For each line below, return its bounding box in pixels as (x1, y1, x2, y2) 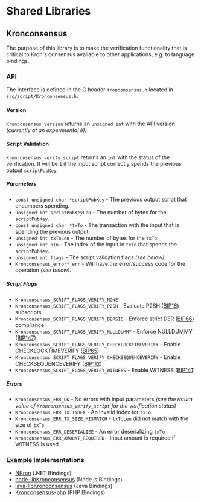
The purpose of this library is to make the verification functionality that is (6, 44, 187, 51)
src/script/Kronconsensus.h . (6, 93, 78, 100)
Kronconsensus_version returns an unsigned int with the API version (6, 120, 175, 127)
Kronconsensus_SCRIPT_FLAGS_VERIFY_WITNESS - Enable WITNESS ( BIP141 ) (14, 366, 195, 374)
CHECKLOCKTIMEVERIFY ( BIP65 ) (14, 347, 100, 354)
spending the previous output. (14, 228, 91, 235)
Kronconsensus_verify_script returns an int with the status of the (6, 153, 170, 161)
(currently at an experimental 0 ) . (6, 126, 87, 134)
